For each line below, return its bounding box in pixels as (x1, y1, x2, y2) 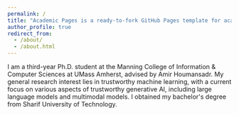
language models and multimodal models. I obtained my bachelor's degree (7, 92, 227, 101)
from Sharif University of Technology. (7, 100, 117, 108)
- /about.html (14, 43, 55, 50)
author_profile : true (7, 23, 72, 30)
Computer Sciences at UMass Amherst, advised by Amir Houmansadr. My (7, 70, 224, 78)
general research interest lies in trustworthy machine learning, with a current (7, 78, 232, 85)
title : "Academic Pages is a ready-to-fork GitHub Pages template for (7, 17, 221, 24)
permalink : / (7, 10, 46, 18)
